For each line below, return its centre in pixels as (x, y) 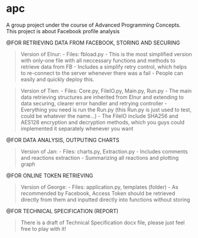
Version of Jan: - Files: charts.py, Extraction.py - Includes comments (104, 151)
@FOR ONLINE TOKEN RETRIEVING (50, 175)
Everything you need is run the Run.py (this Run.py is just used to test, (106, 110)
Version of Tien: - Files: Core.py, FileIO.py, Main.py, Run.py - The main (106, 91)
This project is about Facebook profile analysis (63, 31)
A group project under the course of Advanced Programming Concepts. (94, 25)
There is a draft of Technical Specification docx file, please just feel (103, 222)
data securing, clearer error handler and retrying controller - (94, 103)
